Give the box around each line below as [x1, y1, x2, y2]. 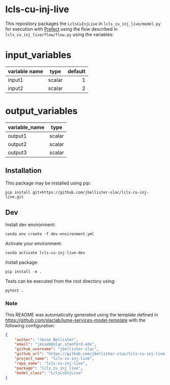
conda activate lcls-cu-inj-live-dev [5, 251, 86, 256]
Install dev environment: [5, 221, 56, 228]
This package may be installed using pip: [5, 180, 91, 186]
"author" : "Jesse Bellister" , [14, 337, 79, 342]
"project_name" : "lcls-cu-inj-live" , [14, 356, 95, 361]
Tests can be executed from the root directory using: [5, 278, 116, 284]
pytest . [5, 288, 24, 293]
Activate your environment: [5, 240, 62, 246]
